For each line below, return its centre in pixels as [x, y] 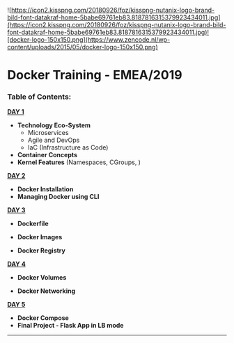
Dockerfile [33, 224]
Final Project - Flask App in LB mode [70, 326]
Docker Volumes [42, 278]
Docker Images [40, 237]
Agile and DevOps [54, 140]
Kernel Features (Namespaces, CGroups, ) [79, 162]
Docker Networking [46, 291]
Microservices [48, 133]
